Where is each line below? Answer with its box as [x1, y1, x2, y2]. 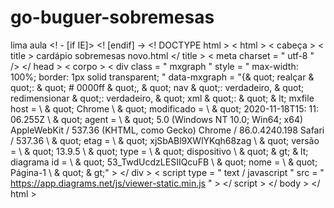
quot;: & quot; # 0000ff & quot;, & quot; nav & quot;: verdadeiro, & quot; [10, 81, 305, 93]
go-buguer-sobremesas [10, 6, 215, 29]
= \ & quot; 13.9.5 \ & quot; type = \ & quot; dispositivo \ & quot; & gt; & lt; [10, 145, 309, 157]
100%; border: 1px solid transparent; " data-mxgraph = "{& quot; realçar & [10, 71, 315, 83]
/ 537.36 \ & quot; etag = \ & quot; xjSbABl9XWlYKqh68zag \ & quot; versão [10, 134, 320, 146]
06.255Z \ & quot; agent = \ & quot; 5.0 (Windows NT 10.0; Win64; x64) [10, 113, 304, 125]
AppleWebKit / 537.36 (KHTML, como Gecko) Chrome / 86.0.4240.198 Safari [10, 124, 325, 136]
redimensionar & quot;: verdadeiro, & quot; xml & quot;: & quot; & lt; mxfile [10, 92, 315, 104]
